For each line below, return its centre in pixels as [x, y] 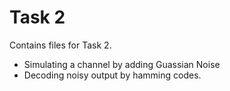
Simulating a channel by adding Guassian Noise [122, 64]
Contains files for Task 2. [60, 45]
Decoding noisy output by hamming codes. [112, 75]
